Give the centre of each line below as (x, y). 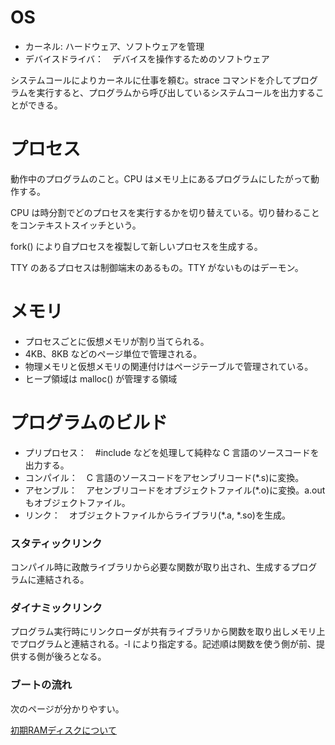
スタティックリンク (56, 543)
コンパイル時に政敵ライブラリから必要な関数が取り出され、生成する (151, 567)
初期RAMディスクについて (63, 730)
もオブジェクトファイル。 (77, 502)
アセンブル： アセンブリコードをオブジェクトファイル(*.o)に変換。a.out (175, 490)
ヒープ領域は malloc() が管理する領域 (101, 378)
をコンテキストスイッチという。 (76, 225)
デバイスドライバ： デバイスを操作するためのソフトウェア (147, 58)
